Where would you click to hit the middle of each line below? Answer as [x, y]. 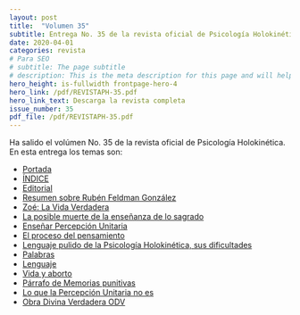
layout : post [33, 17]
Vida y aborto [47, 274]
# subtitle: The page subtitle [67, 68]
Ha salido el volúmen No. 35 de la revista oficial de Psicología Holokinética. [147, 143]
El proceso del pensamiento [73, 236]
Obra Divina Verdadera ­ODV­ [74, 302]
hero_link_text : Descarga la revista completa [97, 100]
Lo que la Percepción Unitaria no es [88, 293]
